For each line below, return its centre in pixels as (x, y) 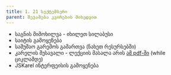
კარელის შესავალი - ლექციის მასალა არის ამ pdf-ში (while (90, 53)
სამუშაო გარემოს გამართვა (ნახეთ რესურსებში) (75, 46)
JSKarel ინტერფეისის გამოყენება (57, 65)
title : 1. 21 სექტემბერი (37, 12)
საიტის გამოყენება (38, 40)
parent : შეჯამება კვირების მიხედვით (51, 17)
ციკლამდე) (29, 59)
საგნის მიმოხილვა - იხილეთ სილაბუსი (64, 34)
